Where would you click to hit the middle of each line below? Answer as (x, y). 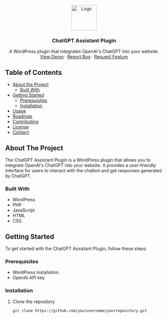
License (20, 127)
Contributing (25, 122)
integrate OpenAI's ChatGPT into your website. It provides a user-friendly (81, 165)
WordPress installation (35, 273)
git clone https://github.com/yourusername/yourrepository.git (80, 311)
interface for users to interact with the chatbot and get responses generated (84, 170)
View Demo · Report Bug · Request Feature (84, 57)
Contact (20, 132)
